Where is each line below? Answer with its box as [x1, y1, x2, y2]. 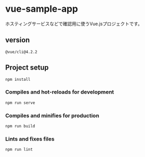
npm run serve [5, 100, 36, 105]
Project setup [5, 63, 49, 72]
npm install [5, 77, 31, 82]
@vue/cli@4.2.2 [5, 49, 38, 54]
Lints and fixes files [5, 136, 55, 143]
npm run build [5, 124, 36, 129]
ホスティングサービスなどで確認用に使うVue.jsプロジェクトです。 [5, 20, 142, 27]
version [5, 36, 30, 44]
